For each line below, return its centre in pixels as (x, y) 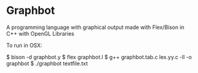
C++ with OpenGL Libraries (40, 33)
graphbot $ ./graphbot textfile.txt (47, 63)
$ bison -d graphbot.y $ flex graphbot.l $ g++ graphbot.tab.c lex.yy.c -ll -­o (99, 57)
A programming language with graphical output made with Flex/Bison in (95, 27)
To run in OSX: (24, 45)
